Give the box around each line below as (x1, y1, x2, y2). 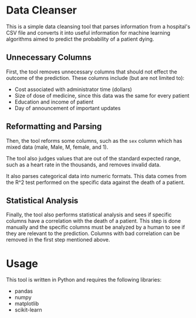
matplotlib (14, 300, 39, 307)
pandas (14, 287, 33, 294)
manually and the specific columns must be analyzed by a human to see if (6, 224, 185, 231)
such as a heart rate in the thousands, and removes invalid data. (6, 161, 161, 168)
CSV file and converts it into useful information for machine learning (6, 29, 171, 36)
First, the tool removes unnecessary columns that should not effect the (6, 68, 177, 75)
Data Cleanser (6, 4, 77, 17)
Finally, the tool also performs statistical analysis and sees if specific (6, 211, 172, 218)
